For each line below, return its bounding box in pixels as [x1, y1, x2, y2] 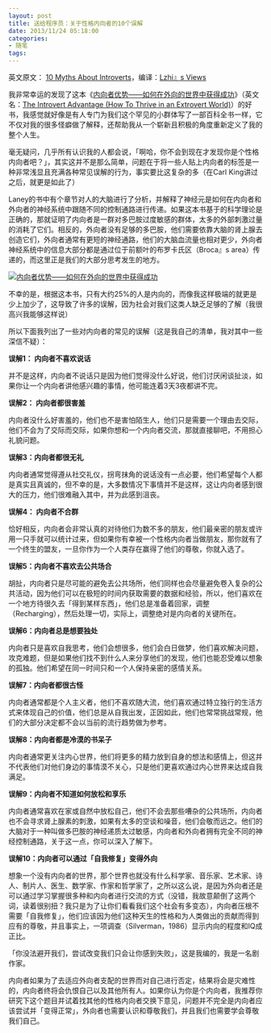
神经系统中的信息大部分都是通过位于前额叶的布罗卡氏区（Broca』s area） [8, 245, 253, 254]
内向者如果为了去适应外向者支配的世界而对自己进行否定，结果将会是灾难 [8, 976, 248, 985]
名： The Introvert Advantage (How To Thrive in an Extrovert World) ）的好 [8, 100, 252, 109]
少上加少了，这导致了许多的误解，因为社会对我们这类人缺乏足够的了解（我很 [8, 299, 263, 309]
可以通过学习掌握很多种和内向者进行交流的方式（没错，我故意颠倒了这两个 [8, 891, 256, 900]
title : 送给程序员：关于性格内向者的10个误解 [8, 19, 144, 27]
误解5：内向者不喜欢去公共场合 [8, 561, 112, 571]
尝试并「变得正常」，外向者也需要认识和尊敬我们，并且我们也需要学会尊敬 [15, 1006, 260, 1015]
